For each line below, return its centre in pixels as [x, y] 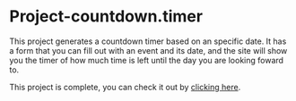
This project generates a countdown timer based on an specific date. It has [148, 41]
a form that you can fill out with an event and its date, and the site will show [148, 50]
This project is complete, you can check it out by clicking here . [125, 87]
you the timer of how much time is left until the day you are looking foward [147, 60]
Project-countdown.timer [106, 17]
